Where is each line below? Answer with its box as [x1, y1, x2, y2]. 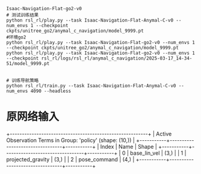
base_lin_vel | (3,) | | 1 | [130, 149, 187, 157]
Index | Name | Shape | [100, 143, 158, 150]
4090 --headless [30, 88, 71, 94]
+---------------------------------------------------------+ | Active [6, 130, 172, 137]
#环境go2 [6, 34, 26, 40]
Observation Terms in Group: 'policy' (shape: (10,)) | [6, 136, 135, 144]
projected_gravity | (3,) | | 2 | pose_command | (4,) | [6, 155, 135, 163]
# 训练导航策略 [6, 78, 39, 84]
